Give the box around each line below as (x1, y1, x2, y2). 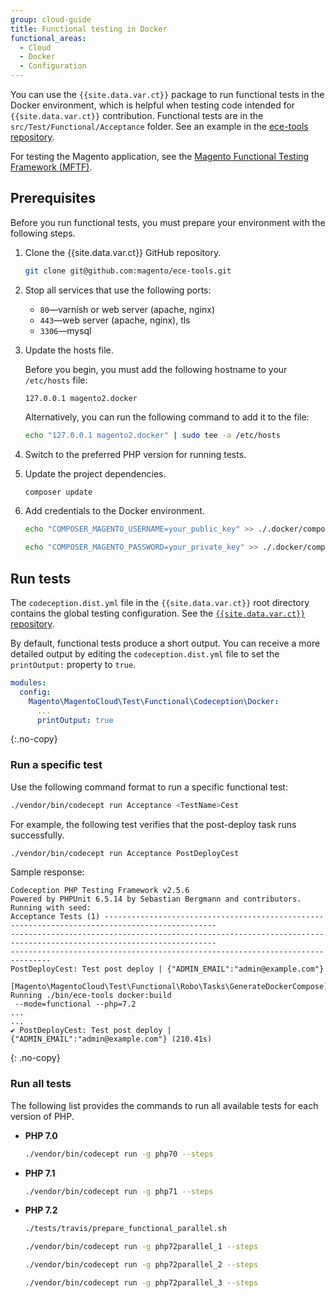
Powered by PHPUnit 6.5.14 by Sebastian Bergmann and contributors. (10, 894, 302, 905)
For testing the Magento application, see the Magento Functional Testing (10, 151, 310, 162)
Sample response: (10, 866, 85, 878)
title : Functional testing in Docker (10, 24, 168, 34)
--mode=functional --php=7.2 (14, 999, 137, 1010)
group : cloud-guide (10, 14, 92, 25)
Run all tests (10, 1077, 72, 1091)
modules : (10, 678, 47, 688)
